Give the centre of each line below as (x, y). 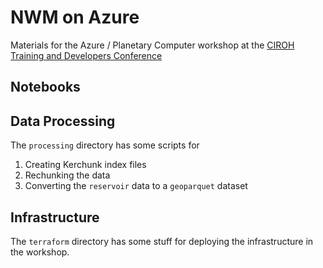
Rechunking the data (67, 175)
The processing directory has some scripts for (105, 145)
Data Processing (63, 121)
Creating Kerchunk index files (85, 165)
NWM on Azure (75, 17)
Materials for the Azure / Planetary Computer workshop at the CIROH (152, 45)
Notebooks (45, 87)
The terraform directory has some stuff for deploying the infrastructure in (162, 241)
